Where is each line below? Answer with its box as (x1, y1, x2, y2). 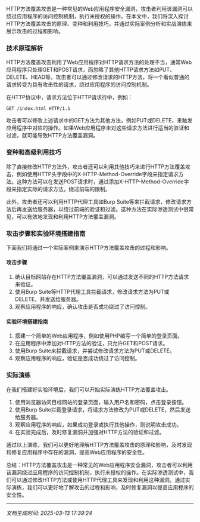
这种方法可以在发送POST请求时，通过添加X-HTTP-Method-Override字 (16, 178, 189, 185)
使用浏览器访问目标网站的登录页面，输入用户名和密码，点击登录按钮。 (14, 398, 187, 406)
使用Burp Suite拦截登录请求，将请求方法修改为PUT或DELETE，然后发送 (14, 406, 191, 413)
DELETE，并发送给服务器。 (14, 296, 82, 303)
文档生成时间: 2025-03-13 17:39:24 (6, 509, 92, 517)
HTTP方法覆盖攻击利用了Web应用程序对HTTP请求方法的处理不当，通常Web (6, 59, 192, 66)
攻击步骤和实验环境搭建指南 (6, 229, 86, 238)
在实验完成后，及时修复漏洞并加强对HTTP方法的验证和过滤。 (14, 428, 165, 435)
